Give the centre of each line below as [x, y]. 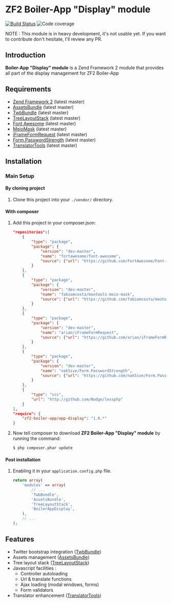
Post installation [23, 459]
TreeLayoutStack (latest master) [47, 118]
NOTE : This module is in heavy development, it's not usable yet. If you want [86, 33]
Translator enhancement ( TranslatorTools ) [57, 595]
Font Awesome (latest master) [44, 123]
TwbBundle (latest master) [41, 112]
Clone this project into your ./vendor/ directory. [63, 200]
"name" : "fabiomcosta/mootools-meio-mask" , [87, 294]
